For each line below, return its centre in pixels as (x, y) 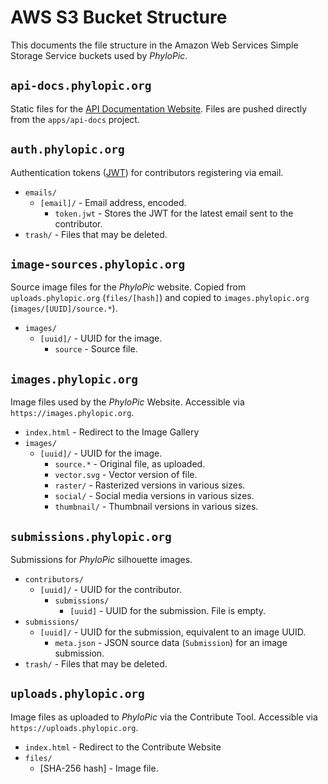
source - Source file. (96, 349)
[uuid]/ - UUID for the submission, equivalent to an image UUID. (173, 632)
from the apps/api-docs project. (75, 119)
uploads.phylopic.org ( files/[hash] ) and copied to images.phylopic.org (160, 298)
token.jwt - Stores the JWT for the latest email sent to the (174, 213)
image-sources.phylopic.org (98, 264)
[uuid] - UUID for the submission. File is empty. (168, 610)
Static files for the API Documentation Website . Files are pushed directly (159, 108)
